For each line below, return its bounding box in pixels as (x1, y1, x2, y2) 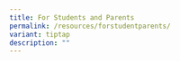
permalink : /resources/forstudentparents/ (9, 22, 171, 30)
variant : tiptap (9, 30, 70, 39)
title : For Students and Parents (9, 13, 135, 22)
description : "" (9, 38, 70, 48)
